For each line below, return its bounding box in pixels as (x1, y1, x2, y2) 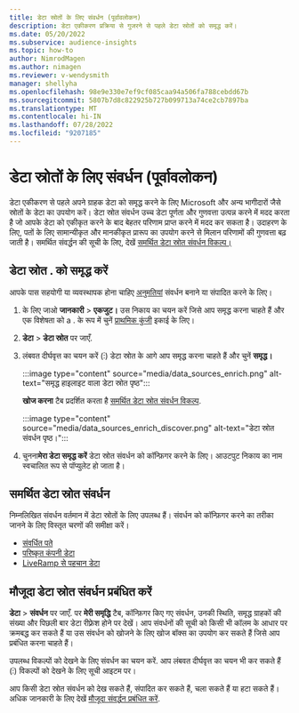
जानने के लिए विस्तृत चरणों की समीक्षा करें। (9, 520, 130, 531)
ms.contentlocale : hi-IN (9, 112, 101, 121)
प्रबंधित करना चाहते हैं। (9, 637, 74, 649)
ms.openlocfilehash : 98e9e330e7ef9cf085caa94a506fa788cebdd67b (9, 87, 249, 96)
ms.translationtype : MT (9, 104, 98, 113)
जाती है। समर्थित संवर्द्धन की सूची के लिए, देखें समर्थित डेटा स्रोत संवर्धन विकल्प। (9, 236, 232, 247)
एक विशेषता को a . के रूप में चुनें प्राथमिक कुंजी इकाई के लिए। (21, 315, 196, 325)
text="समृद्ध (21, 377, 60, 388)
